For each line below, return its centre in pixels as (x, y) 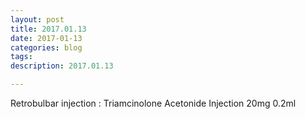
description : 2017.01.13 (62, 66)
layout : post (37, 19)
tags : (21, 57)
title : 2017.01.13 (48, 29)
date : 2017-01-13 (46, 38)
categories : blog (46, 47)
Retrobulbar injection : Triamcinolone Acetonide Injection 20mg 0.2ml (153, 103)
